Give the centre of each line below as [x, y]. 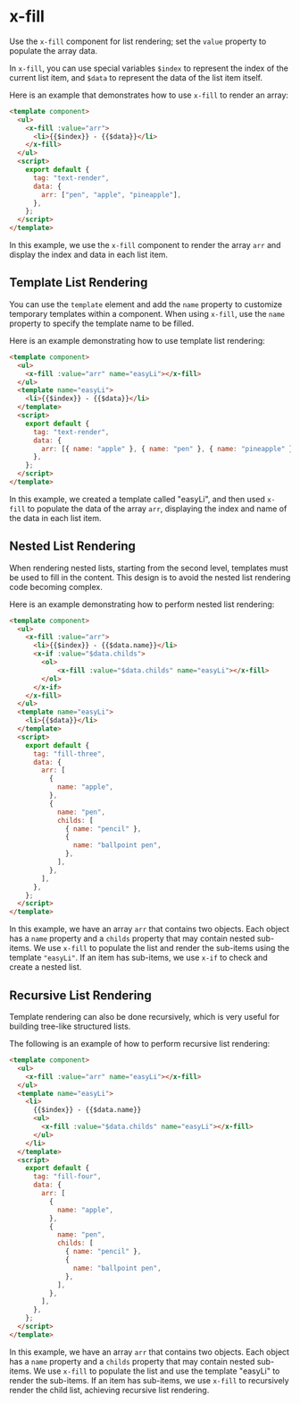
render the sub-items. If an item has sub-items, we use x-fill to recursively [149, 1380]
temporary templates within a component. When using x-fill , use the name [147, 313]
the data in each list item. [55, 518]
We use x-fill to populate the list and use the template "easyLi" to [157, 1371]
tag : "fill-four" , [67, 1177]
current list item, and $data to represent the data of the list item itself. [136, 77]
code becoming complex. [56, 586]
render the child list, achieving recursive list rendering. [109, 1390]
